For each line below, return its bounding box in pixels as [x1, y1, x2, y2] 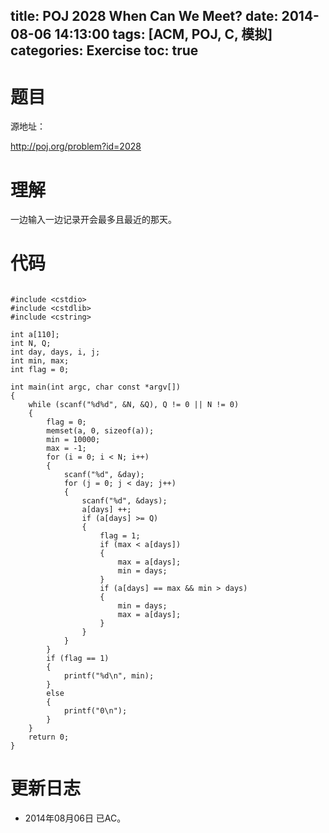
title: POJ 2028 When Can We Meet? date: [10, 8, 279, 25]
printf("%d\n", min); [63, 671, 155, 681]
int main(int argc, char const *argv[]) [10, 382, 182, 393]
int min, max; [10, 356, 70, 366]
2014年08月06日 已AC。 [24, 812, 127, 824]
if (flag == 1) [46, 654, 110, 664]
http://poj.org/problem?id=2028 [10, 140, 142, 153]
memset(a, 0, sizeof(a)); [46, 426, 155, 436]
